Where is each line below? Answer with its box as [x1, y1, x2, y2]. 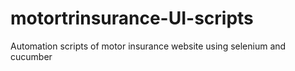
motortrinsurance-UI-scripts [10, 7, 254, 30]
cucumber [10, 50, 53, 62]
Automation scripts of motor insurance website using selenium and [10, 40, 287, 52]
